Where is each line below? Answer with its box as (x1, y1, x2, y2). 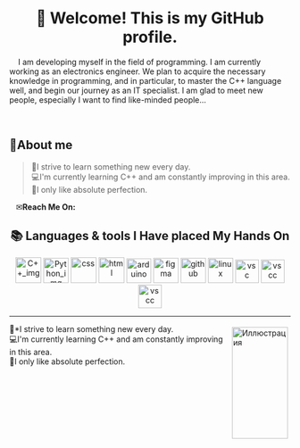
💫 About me (9, 137, 73, 153)
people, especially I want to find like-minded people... (9, 94, 207, 105)
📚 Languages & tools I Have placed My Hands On (10, 228, 290, 244)
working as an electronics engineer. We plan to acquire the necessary (9, 66, 266, 77)
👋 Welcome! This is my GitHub (35, 8, 265, 29)
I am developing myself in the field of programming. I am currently (17, 56, 262, 67)
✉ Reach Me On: (15, 201, 76, 212)
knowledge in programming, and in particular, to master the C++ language (9, 75, 282, 86)
